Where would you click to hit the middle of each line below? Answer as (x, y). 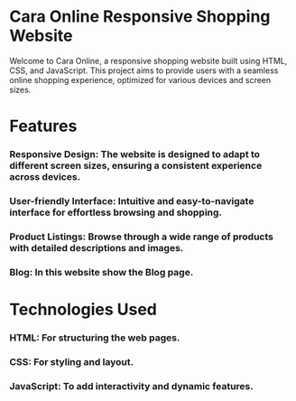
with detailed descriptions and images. (97, 247)
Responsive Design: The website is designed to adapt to (134, 154)
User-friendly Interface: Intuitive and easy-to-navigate (132, 200)
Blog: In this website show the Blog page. (102, 272)
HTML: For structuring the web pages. (95, 338)
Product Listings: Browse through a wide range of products (141, 237)
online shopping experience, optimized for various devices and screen (140, 79)
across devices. (45, 177)
